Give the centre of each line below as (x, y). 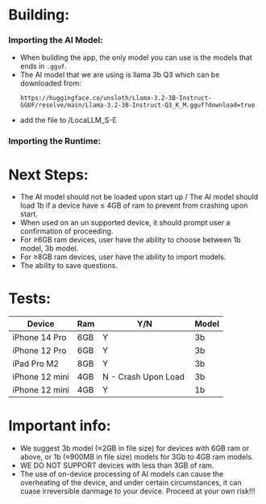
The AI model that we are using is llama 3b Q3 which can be (120, 75)
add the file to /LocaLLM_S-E (68, 120)
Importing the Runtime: (55, 141)
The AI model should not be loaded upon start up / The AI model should (139, 197)
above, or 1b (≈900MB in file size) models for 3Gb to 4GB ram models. (137, 457)
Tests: (29, 298)
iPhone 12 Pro (39, 351)
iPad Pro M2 (35, 363)
